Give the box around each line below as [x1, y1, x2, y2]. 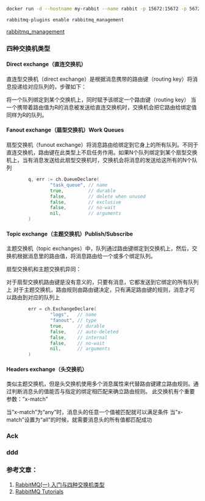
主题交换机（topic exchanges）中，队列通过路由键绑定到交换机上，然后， [6, 245, 192, 252]
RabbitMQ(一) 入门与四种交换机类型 [15, 481, 105, 488]
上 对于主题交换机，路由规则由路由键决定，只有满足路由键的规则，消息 [6, 286, 184, 294]
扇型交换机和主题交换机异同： [6, 265, 81, 273]
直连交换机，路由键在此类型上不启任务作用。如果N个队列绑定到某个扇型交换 [6, 149, 198, 156]
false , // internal [49, 334, 108, 341]
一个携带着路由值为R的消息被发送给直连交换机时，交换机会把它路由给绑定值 [6, 103, 197, 111]
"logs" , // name [49, 312, 97, 318]
